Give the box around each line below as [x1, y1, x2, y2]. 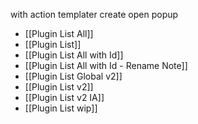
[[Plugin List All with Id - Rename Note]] [24, 60, 188, 71]
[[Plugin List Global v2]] [24, 70, 123, 82]
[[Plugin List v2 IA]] [24, 92, 105, 103]
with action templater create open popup [10, 9, 179, 20]
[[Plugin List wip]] [24, 102, 98, 114]
